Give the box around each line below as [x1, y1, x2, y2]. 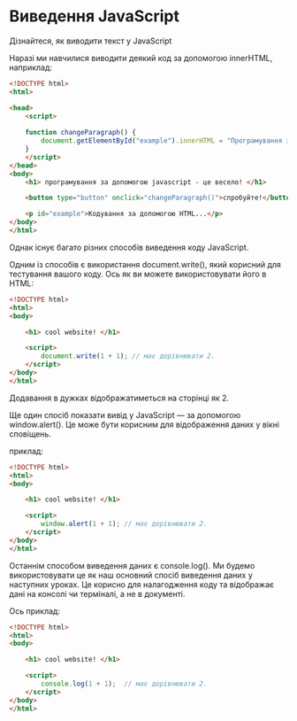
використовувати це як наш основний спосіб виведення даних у [9, 570, 254, 580]
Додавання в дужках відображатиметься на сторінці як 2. [9, 392, 230, 403]
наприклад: [9, 62, 53, 73]
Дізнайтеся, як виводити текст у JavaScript [9, 35, 172, 46]
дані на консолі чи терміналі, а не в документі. [9, 588, 186, 599]
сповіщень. [9, 428, 51, 439]
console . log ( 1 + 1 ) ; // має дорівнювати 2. [41, 679, 208, 688]
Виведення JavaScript [9, 6, 179, 27]
